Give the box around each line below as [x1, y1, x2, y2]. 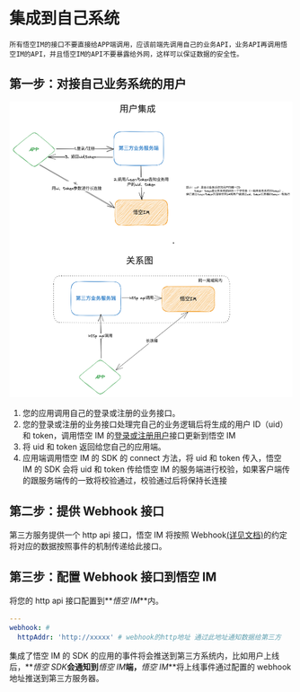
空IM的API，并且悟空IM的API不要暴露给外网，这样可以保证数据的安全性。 [9, 49, 244, 58]
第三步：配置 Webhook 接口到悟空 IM [9, 570, 217, 585]
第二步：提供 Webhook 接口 [9, 504, 164, 519]
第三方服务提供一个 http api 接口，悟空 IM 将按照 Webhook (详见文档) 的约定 [9, 529, 287, 540]
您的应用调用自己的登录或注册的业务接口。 [22, 407, 181, 418]
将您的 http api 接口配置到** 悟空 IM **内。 [9, 595, 164, 606]
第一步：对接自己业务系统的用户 [9, 76, 187, 92]
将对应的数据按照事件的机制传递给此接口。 [9, 540, 167, 551]
